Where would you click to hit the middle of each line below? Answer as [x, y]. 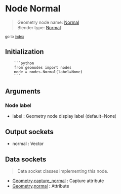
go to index [15, 37]
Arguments [23, 91]
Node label [18, 105]
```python [24, 63]
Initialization [25, 52]
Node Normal [33, 9]
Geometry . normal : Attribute [40, 186]
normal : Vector [28, 144]
